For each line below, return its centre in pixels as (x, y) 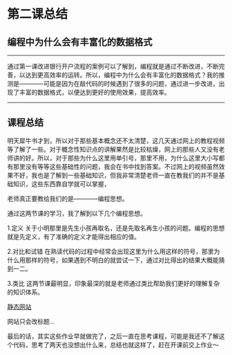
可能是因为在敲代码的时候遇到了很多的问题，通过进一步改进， (131, 83)
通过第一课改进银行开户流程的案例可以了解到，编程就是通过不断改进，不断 (113, 66)
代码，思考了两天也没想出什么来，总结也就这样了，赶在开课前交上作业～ (116, 345)
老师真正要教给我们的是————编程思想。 (68, 199)
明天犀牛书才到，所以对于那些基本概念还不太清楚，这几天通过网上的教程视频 (116, 140)
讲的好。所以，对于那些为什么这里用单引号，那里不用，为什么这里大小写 (116, 158)
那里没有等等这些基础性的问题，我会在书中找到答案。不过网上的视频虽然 (116, 166)
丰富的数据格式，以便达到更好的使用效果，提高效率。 (95, 92)
